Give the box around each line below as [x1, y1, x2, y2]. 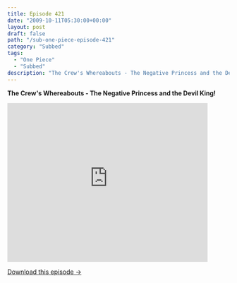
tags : [7, 50, 23, 57]
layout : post [7, 23, 46, 30]
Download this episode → [7, 267, 82, 276]
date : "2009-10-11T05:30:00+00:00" [7, 17, 112, 24]
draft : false [7, 30, 46, 37]
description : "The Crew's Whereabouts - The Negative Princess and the [7, 69, 222, 76]
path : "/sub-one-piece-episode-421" [7, 37, 115, 44]
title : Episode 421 [7, 10, 65, 18]
